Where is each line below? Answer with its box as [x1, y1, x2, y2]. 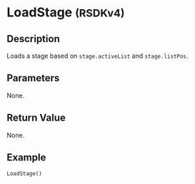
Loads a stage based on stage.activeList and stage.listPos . [6, 51, 189, 60]
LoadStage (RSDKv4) [6, 4, 125, 21]
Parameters [6, 72, 60, 84]
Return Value [6, 112, 66, 124]
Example [6, 151, 46, 164]
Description [6, 33, 60, 45]
